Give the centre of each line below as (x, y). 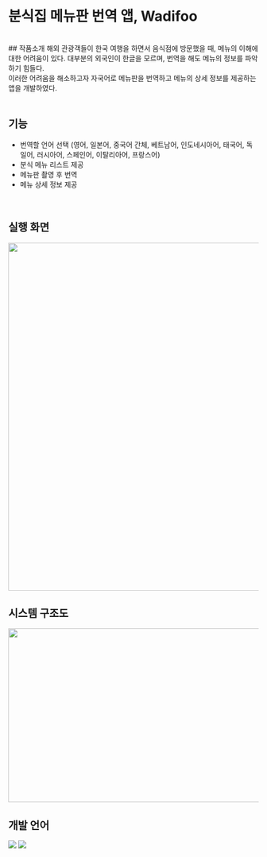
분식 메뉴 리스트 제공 (52, 165)
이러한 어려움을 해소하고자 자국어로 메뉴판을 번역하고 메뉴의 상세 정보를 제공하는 (132, 78)
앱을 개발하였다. (33, 87)
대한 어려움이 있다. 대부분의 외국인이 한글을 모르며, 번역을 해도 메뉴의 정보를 (126, 58)
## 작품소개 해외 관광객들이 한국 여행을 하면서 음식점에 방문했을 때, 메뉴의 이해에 (133, 48)
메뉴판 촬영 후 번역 (48, 174)
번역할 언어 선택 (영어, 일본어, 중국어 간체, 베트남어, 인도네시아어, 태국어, (132, 145)
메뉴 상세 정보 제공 (48, 184)
